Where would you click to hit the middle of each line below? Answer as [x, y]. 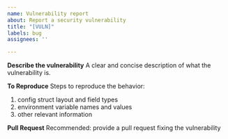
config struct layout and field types [68, 100]
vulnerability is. [29, 73]
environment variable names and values [75, 107]
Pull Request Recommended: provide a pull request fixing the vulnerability [114, 128]
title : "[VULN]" [31, 26]
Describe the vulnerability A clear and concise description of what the [109, 65]
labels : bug [24, 33]
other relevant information [55, 115]
